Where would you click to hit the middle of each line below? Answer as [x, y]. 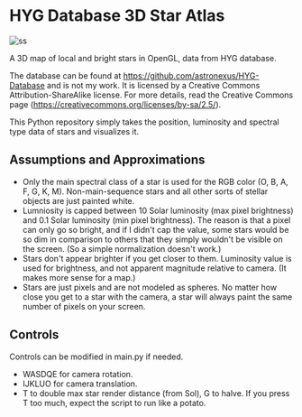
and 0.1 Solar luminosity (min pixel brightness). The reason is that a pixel [156, 220]
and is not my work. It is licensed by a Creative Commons [153, 85]
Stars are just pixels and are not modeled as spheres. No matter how [150, 287]
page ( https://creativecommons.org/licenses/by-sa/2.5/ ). [115, 104]
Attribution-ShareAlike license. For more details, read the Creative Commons [151, 95]
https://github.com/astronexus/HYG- [191, 75]
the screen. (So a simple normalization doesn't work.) [122, 248]
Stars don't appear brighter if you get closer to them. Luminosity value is [157, 258]
